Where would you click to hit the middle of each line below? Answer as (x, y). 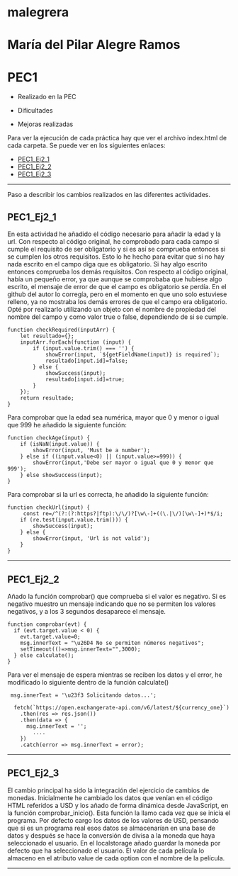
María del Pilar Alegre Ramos (94, 45)
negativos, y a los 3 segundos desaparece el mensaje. (87, 611)
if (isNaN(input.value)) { (60, 444)
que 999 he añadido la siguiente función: (67, 425)
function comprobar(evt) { (47, 624)
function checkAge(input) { (49, 438)
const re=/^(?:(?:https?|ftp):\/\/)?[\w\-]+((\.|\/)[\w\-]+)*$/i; (123, 514)
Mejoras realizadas (45, 124)
